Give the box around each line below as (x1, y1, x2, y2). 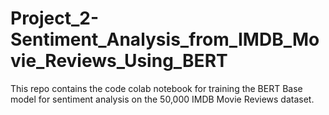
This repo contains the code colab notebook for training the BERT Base (10, 82, 303, 94)
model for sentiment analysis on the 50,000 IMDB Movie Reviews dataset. (10, 93, 315, 105)
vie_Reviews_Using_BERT (10, 50, 228, 72)
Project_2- (10, 7, 100, 30)
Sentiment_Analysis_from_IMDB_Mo (10, 28, 320, 51)
